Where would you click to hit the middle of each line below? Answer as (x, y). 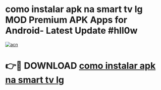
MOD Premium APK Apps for (66, 20)
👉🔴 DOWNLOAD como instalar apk (80, 66)
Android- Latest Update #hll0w (71, 31)
